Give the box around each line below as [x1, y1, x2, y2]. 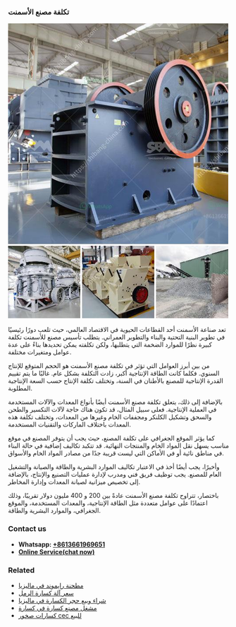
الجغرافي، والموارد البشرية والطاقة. [8, 506, 101, 515]
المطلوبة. [8, 384, 33, 393]
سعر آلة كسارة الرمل [18, 588, 74, 597]
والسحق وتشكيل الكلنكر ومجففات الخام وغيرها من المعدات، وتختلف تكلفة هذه [8, 413, 212, 422]
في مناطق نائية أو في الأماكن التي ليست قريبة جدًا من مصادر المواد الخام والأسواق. [8, 449, 224, 458]
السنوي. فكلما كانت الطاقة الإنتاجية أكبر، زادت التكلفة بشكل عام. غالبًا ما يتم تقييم [8, 369, 220, 378]
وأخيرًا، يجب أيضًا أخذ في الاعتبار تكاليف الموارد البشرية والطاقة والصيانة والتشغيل [8, 462, 221, 471]
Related [8, 565, 35, 575]
